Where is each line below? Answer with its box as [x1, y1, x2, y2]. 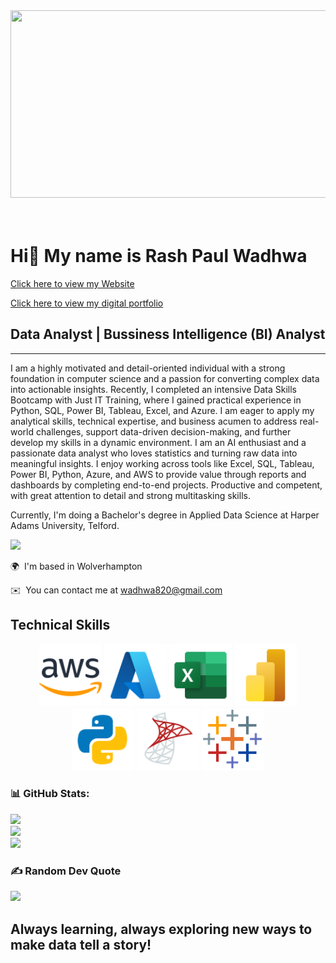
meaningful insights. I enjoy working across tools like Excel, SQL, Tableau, [10, 457, 315, 469]
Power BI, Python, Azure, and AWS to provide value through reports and [10, 468, 307, 480]
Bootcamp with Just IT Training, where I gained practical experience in [10, 394, 302, 406]
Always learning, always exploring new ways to [10, 920, 313, 938]
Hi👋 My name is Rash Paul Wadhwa [10, 245, 308, 268]
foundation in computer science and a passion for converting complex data [10, 372, 320, 384]
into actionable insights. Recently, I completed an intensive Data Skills [10, 383, 297, 395]
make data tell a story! [10, 936, 152, 953]
